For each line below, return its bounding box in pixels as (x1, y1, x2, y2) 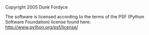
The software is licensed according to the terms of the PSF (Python (5, 14, 144, 19)
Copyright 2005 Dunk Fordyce (5, 4, 68, 10)
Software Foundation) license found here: (5, 19, 91, 25)
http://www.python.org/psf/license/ (5, 24, 79, 30)
